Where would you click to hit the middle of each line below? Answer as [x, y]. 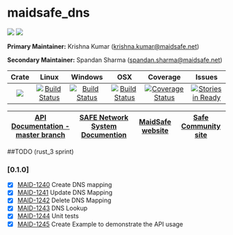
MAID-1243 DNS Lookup [52, 208]
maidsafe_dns [49, 13]
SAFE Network [104, 117]
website [155, 130]
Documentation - [41, 126]
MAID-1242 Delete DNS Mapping [64, 200]
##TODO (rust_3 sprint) [41, 152]
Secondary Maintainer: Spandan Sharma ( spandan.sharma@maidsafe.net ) [115, 60]
